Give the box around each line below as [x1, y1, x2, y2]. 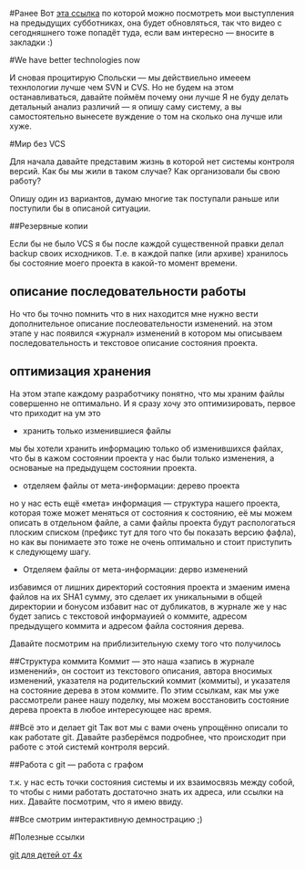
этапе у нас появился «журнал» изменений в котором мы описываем [9, 328, 283, 339]
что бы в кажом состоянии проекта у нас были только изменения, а [9, 452, 275, 464]
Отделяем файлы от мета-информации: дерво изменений [22, 563, 249, 574]
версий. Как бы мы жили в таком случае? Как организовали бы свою [9, 166, 280, 176]
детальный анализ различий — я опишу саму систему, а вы [9, 101, 242, 112]
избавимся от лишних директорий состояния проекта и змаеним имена [9, 581, 290, 592]
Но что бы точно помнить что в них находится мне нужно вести [9, 308, 259, 319]
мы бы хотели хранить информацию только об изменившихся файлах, [9, 443, 284, 454]
